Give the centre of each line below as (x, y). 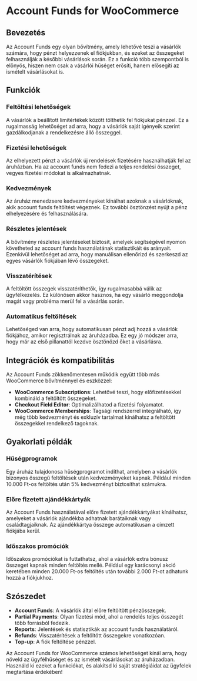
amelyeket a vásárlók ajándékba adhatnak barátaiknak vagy (79, 518)
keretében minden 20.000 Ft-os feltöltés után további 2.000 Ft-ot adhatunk (97, 571)
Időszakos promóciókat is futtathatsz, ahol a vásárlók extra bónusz (87, 559)
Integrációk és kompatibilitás (60, 360)
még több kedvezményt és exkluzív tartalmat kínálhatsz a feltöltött (95, 417)
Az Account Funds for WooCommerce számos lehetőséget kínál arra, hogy (97, 653)
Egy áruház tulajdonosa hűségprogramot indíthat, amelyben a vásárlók (92, 471)
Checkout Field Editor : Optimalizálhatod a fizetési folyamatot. (89, 404)
